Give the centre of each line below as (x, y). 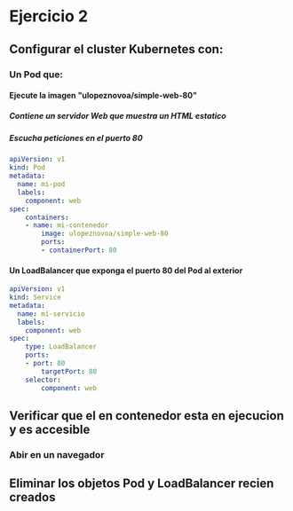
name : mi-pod (41, 185)
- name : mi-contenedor (67, 225)
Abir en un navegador (57, 454)
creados (32, 497)
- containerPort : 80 (79, 250)
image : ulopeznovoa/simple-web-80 (105, 234)
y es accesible (50, 429)
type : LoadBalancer (61, 347)
